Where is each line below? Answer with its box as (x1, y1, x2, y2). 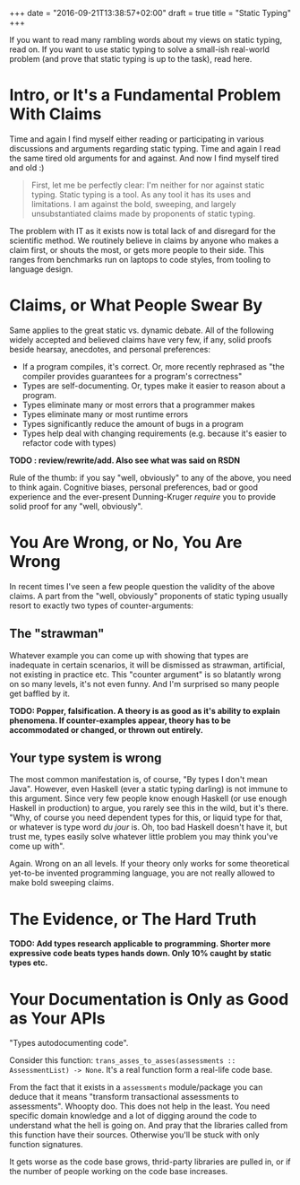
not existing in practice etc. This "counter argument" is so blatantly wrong (9, 668, 282, 680)
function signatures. (9, 1139, 83, 1150)
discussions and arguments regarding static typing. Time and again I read (9, 143, 281, 153)
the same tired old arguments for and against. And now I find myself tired (9, 152, 279, 163)
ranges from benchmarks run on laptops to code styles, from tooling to (9, 254, 271, 265)
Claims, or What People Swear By (9, 295, 263, 316)
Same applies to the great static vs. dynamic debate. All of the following (9, 325, 275, 335)
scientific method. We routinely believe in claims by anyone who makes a (9, 235, 279, 246)
